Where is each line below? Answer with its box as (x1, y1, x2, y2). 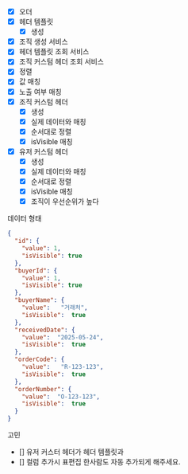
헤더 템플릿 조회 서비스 (18, 47, 90, 57)
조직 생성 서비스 (18, 37, 68, 46)
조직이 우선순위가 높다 (30, 197, 100, 206)
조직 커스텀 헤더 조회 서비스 (18, 57, 105, 66)
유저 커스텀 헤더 (18, 147, 68, 156)
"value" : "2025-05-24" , (21, 333, 104, 341)
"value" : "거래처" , (21, 304, 88, 311)
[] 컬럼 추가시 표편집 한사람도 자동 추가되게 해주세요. (18, 457, 181, 466)
